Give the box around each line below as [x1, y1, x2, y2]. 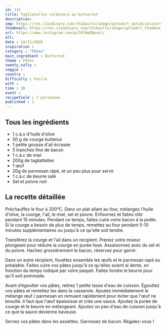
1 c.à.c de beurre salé [12, 173, 56, 179]
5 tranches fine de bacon [12, 147, 64, 153]
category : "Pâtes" [5, 49, 45, 54]
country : [5, 72, 26, 77]
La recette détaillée [5, 193, 66, 201]
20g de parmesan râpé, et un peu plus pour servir [12, 168, 114, 174]
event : [5, 90, 21, 95]
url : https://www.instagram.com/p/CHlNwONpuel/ [5, 30, 105, 35]
